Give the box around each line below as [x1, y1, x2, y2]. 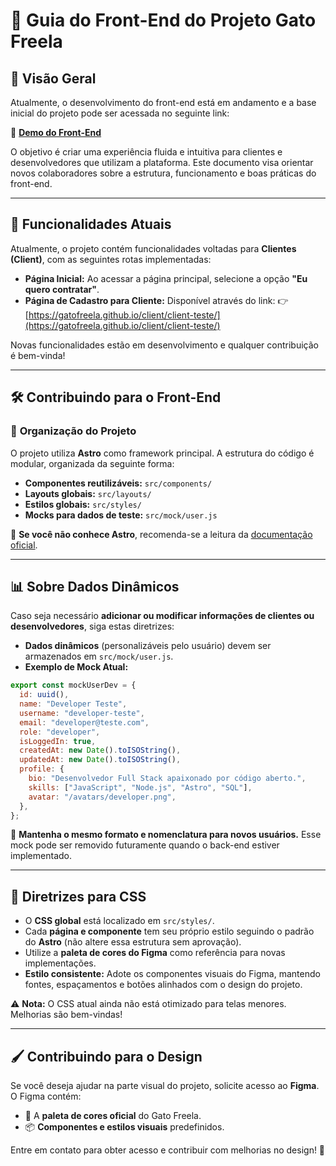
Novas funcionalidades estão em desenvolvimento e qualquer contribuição [10, 339, 319, 351]
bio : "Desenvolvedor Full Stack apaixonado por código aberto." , [28, 774, 307, 784]
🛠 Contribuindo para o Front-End [10, 389, 222, 406]
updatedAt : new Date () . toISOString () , [19, 755, 182, 765]
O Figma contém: [10, 1090, 82, 1103]
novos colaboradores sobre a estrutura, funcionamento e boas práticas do [10, 167, 317, 179]
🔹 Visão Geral [10, 70, 97, 87]
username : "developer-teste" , [19, 708, 145, 718]
